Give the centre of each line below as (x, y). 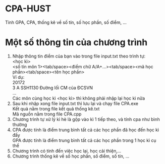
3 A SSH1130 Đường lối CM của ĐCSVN (53, 88)
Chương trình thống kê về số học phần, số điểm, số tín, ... (71, 156)
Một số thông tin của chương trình (76, 42)
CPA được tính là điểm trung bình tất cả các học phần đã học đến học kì (86, 130)
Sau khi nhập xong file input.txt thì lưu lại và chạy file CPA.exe (75, 103)
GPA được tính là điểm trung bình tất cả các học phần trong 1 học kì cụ (84, 140)
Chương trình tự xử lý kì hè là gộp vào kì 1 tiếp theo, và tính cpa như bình (86, 119)
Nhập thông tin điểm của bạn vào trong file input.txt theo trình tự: (79, 56)
